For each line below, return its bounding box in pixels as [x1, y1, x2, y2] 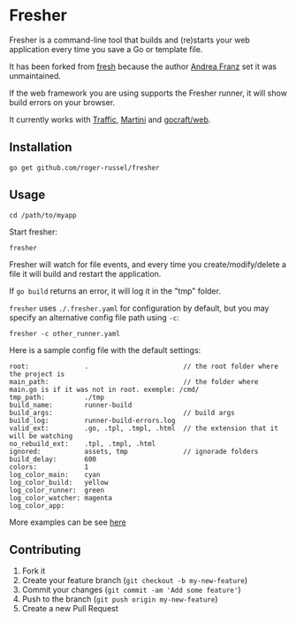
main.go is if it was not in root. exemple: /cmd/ [9, 385, 200, 394]
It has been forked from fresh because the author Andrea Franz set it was [9, 61, 277, 72]
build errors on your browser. [9, 96, 116, 107]
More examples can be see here [9, 517, 126, 527]
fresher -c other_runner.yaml [9, 329, 121, 338]
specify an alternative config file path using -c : [9, 311, 179, 323]
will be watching [9, 431, 73, 441]
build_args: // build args [9, 408, 236, 417]
